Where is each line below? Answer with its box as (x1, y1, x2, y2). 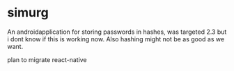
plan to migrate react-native (7, 55, 87, 63)
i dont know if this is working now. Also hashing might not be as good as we (7, 34, 225, 43)
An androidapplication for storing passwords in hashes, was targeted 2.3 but (7, 28, 227, 36)
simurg (7, 5, 49, 21)
